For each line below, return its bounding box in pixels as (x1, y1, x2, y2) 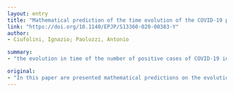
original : (7, 68, 36, 75)
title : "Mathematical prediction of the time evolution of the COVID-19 (7, 17, 223, 24)
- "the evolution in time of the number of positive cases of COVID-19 (7, 55, 219, 63)
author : (7, 29, 30, 37)
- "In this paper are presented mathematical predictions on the (7, 74, 201, 81)
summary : (7, 49, 33, 56)
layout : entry (7, 10, 49, 17)
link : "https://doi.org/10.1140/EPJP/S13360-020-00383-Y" (7, 23, 179, 30)
